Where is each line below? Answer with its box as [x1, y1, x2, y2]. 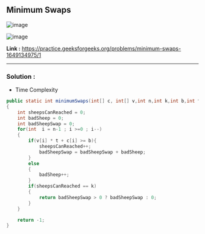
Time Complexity [15, 86, 59, 93]
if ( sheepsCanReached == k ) [28, 183, 97, 189]
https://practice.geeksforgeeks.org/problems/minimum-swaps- [21, 45, 181, 52]
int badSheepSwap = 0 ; [17, 120, 75, 127]
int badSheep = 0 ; [17, 115, 64, 121]
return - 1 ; [17, 217, 45, 223]
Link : [6, 45, 21, 52]
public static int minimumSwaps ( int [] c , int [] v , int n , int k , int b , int [6, 98, 195, 104]
